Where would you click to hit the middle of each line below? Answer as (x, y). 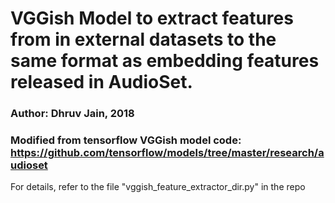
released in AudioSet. (101, 82)
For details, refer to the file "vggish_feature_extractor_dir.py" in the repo (158, 187)
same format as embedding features (165, 61)
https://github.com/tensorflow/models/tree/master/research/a (167, 153)
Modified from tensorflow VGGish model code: (126, 140)
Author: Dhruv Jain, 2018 (72, 114)
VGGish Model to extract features (152, 18)
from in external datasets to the (143, 39)
